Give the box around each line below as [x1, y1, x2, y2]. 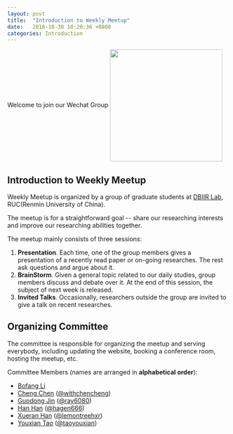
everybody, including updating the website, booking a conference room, [7, 346, 216, 355]
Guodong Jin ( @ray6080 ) [17, 396, 92, 405]
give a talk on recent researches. [17, 301, 113, 309]
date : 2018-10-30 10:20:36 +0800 [7, 23, 112, 30]
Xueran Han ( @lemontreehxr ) [17, 411, 103, 419]
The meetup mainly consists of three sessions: [7, 235, 142, 243]
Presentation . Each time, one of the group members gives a [17, 248, 192, 257]
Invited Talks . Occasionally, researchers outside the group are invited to [17, 293, 227, 301]
